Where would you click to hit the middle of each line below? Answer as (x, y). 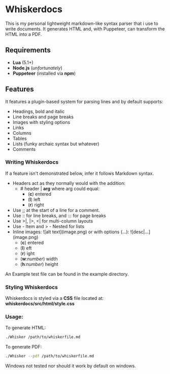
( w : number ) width (39, 259)
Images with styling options (41, 122)
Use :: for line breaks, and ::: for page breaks (59, 215)
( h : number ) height (39, 264)
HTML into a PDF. (24, 34)
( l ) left (34, 199)
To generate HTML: (26, 328)
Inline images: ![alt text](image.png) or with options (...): (71, 232)
